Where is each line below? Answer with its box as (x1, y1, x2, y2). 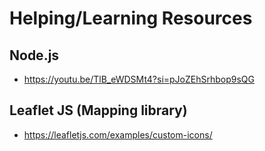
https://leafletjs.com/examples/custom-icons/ (23, 128, 213, 141)
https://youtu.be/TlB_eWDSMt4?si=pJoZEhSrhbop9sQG (23, 73, 256, 85)
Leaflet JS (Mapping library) (9, 102, 188, 119)
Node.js (9, 47, 60, 64)
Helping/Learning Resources (9, 7, 253, 30)
